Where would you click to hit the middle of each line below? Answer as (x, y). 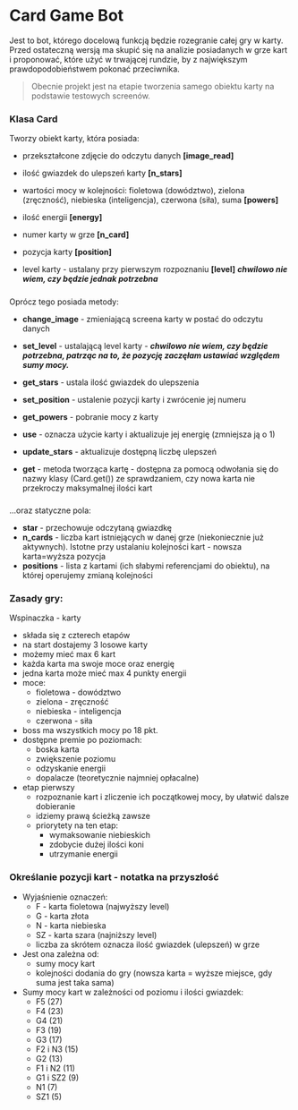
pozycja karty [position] (67, 252)
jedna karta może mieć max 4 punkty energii (104, 673)
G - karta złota (62, 916)
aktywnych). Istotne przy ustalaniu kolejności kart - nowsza (132, 546)
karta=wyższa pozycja (64, 556)
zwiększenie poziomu (76, 759)
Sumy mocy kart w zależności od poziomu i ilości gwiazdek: (133, 992)
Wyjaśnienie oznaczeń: (65, 897)
